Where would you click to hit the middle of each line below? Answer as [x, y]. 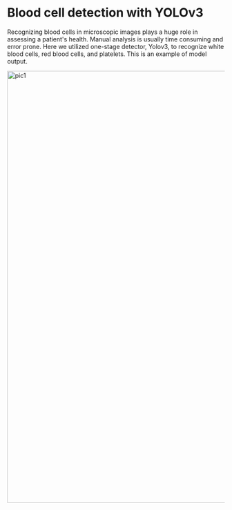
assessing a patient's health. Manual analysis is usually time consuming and [115, 39]
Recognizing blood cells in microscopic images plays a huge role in [103, 32]
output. [17, 61]
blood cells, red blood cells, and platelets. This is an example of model [107, 54]
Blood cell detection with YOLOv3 [105, 13]
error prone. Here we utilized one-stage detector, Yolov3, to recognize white [116, 46]
